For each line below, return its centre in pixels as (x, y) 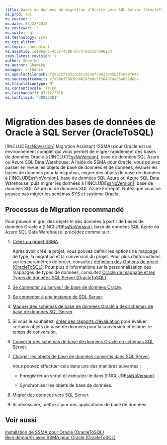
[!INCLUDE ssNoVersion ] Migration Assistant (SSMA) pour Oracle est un (78, 147)
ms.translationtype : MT (30, 83)
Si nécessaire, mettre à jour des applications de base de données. (80, 405)
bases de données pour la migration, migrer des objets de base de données (83, 173)
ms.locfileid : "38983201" (32, 97)
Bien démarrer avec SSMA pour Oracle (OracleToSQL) (60, 437)
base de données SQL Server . (43, 312)
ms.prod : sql (19, 14)
